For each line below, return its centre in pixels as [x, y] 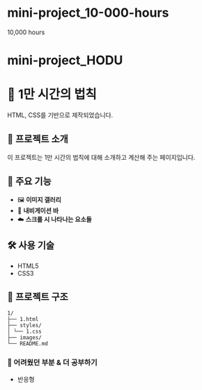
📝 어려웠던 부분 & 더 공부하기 [52, 363]
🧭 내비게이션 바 [38, 210]
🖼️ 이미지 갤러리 [39, 200]
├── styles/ [24, 326]
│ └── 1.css [24, 332]
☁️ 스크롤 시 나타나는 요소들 [54, 219]
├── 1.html [23, 320]
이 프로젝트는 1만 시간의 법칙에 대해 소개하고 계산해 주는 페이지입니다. [101, 157]
